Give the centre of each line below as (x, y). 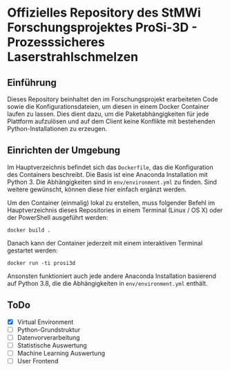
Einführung (32, 82)
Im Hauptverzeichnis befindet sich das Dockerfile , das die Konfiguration (111, 167)
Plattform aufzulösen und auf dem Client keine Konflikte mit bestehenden (111, 121)
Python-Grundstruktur (49, 329)
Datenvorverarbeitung (49, 337)
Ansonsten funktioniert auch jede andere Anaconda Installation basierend (112, 276)
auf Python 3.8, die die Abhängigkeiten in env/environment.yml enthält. (108, 283)
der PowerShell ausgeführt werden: (58, 217)
